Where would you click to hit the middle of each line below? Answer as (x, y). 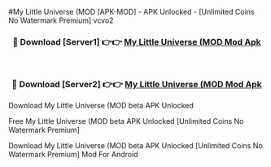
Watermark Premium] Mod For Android (73, 154)
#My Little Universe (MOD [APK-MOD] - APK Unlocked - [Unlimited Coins (131, 12)
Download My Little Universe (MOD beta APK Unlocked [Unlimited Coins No (135, 145)
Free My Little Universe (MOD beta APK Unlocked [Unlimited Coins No (126, 121)
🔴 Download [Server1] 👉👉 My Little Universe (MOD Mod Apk (137, 42)
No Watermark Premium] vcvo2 (61, 20)
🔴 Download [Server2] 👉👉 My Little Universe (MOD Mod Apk (137, 85)
